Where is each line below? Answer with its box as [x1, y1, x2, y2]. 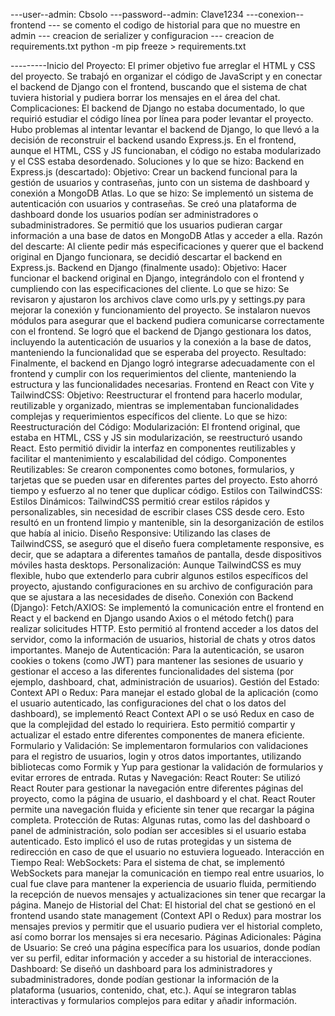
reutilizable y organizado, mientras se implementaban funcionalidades [10, 400, 300, 411]
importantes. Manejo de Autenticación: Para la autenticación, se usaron [10, 644, 305, 656]
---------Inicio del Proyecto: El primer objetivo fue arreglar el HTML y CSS [10, 60, 316, 71]
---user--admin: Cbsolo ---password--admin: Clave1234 [10, 9, 244, 20]
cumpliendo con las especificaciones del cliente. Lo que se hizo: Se [10, 283, 290, 294]
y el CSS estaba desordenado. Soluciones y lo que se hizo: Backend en [10, 155, 305, 167]
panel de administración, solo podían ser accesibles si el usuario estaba [10, 825, 307, 836]
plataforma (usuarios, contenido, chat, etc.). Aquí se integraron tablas [10, 984, 297, 996]
